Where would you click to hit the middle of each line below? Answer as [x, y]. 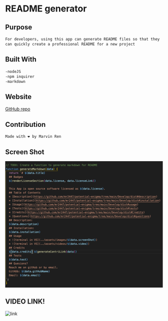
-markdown [15, 81]
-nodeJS [13, 71]
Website [18, 97]
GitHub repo [18, 109]
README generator [46, 9]
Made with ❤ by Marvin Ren [33, 137]
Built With [21, 60]
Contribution [25, 125]
